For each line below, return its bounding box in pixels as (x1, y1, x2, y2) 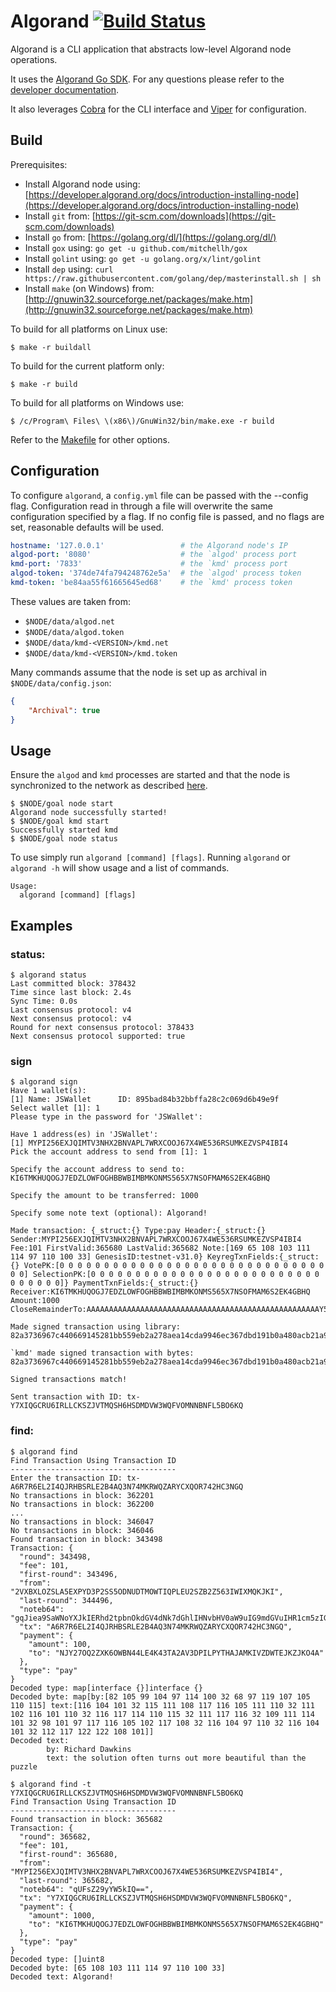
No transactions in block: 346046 (10, 1525, 155, 1535)
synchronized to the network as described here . (10, 780, 208, 792)
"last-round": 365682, (19, 1875, 114, 1885)
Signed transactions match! (10, 1375, 128, 1385)
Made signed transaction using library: (10, 1322, 182, 1332)
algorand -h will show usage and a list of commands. (10, 862, 230, 874)
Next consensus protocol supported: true (10, 1031, 186, 1042)
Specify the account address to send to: (10, 1165, 186, 1175)
